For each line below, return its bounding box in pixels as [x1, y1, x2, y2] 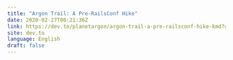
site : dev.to [7, 29, 45, 37]
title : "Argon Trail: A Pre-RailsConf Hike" [7, 10, 138, 17]
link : [7, 23, 23, 30]
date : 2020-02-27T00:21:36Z [7, 17, 89, 23]
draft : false [7, 42, 45, 49]
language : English [7, 36, 60, 43]
